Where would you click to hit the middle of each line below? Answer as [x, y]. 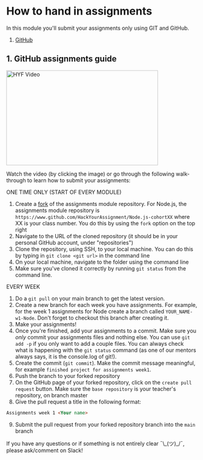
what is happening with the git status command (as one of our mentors [105, 350]
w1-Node [25, 318]
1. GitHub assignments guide [62, 59]
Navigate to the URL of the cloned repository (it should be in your [96, 236]
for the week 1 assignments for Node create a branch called [90, 311]
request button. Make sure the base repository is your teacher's [95, 389]
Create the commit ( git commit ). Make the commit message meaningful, [105, 363]
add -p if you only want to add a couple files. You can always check [99, 343]
